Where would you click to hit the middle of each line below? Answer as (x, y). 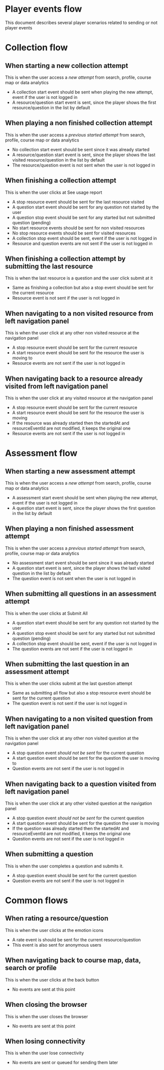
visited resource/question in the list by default (58, 160)
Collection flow (36, 48)
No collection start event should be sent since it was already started (81, 149)
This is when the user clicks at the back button (52, 979)
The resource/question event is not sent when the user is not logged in (83, 165)
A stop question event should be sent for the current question (74, 875)
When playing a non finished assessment (69, 529)
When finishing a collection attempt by (65, 259)
